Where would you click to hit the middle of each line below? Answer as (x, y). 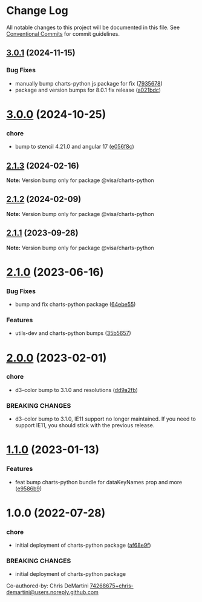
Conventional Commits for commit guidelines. (63, 33)
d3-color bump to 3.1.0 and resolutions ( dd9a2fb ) (76, 390)
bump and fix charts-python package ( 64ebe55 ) (75, 305)
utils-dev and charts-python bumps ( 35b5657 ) (73, 333)
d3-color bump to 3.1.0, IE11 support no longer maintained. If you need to (106, 419)
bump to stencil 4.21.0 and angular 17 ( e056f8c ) (74, 147)
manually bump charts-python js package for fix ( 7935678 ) (89, 83)
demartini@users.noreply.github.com (52, 592)
